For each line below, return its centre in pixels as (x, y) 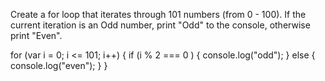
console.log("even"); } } (59, 65)
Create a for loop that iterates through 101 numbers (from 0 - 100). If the (158, 14)
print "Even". (36, 35)
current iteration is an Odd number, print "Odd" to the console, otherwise (160, 25)
